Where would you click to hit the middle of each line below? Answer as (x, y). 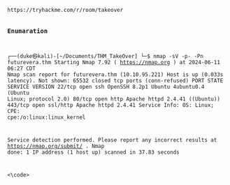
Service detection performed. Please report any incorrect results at (112, 140)
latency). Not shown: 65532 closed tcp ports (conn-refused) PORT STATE (115, 81)
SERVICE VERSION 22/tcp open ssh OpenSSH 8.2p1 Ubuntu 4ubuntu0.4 (106, 87)
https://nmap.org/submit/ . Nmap (56, 147)
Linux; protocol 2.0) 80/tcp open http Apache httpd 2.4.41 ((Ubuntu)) (114, 99)
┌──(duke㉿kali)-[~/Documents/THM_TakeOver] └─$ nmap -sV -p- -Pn (106, 57)
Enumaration (28, 31)
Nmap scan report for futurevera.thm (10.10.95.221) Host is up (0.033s (115, 75)
